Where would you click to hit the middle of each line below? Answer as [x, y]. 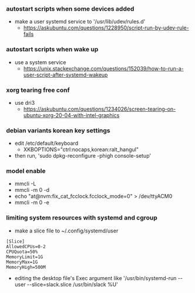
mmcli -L [25, 184]
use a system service [40, 62]
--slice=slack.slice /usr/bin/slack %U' [73, 284]
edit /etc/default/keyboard [46, 144]
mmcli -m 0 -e [32, 202]
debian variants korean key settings [58, 130]
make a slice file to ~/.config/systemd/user [66, 231]
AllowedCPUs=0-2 [26, 247]
